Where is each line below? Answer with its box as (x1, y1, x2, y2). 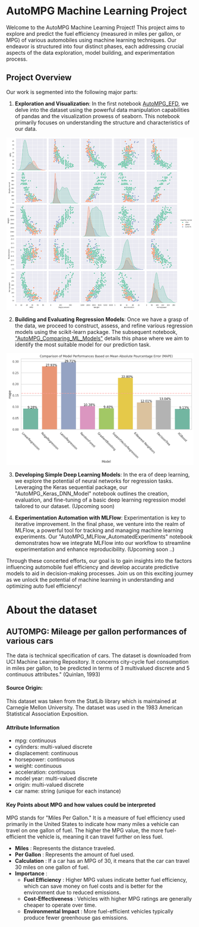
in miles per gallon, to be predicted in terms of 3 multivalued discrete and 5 (6, 664, 190, 671)
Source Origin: (6, 685, 43, 692)
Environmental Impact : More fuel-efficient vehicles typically (23, 908, 173, 915)
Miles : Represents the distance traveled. (14, 845, 116, 852)
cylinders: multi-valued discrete (14, 743, 93, 751)
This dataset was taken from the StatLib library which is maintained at (6, 698, 177, 705)
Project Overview (6, 72, 72, 83)
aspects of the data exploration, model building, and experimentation (6, 49, 175, 56)
